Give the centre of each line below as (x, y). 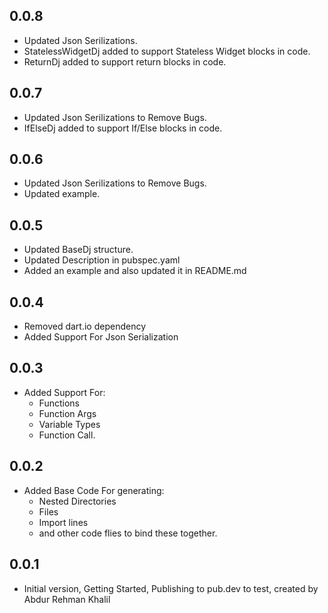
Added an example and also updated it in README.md (135, 271)
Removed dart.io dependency (85, 326)
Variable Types (69, 424)
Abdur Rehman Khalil (67, 599)
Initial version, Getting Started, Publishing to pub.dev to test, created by (171, 588)
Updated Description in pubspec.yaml (102, 260)
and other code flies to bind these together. (128, 533)
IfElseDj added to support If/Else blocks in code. (123, 128)
